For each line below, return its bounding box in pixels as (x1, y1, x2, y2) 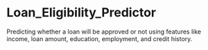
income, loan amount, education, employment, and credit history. (6, 34, 193, 42)
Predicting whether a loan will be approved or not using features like (6, 27, 202, 36)
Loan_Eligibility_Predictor (6, 5, 157, 21)
